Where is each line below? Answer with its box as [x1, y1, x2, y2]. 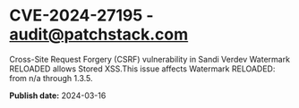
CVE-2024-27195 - [9, 5, 154, 26]
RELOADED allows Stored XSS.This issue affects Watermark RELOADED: [9, 63, 276, 74]
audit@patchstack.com [9, 24, 189, 45]
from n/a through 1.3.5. [9, 72, 93, 83]
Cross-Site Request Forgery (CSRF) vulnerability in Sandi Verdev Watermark [9, 54, 291, 64]
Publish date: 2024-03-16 [9, 90, 107, 101]
